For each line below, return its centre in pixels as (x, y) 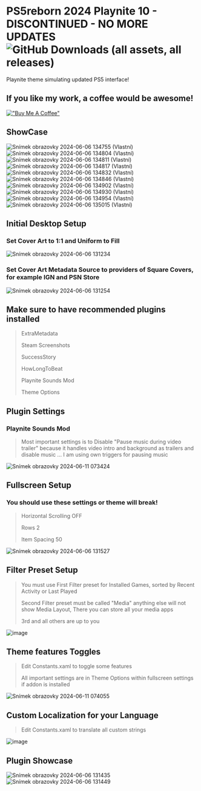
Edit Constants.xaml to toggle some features (76, 666)
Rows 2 (31, 528)
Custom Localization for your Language (82, 715)
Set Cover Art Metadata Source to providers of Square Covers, (100, 270)
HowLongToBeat (42, 369)
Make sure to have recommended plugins (86, 309)
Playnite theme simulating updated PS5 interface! (68, 79)
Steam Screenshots (46, 345)
